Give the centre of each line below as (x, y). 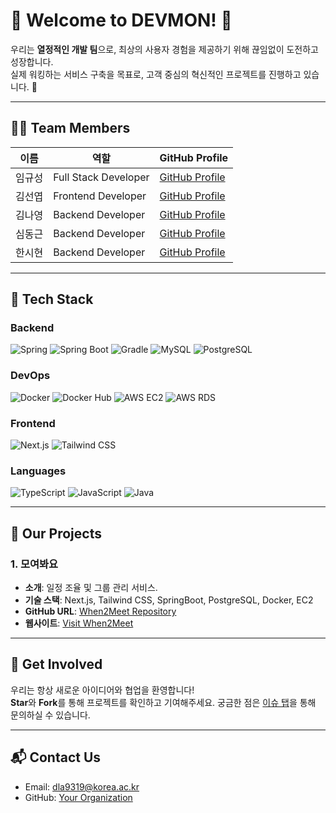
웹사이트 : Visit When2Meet (79, 623)
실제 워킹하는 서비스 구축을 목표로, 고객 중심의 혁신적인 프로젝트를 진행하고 (156, 74)
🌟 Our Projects (56, 533)
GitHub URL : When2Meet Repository (100, 611)
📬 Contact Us (56, 757)
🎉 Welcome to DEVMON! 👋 (121, 20)
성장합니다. (32, 61)
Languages (38, 471)
